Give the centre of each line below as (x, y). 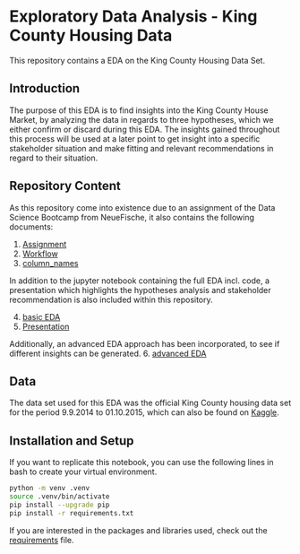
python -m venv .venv (50, 489)
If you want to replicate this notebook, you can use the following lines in (141, 463)
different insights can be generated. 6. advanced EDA (108, 353)
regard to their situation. (54, 158)
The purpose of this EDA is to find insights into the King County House (139, 110)
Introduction (45, 88)
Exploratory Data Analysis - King (133, 17)
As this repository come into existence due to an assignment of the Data (142, 207)
